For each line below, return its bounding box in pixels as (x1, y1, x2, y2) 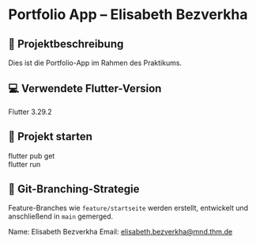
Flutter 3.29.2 (8, 107, 53, 116)
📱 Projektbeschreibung (8, 37, 124, 51)
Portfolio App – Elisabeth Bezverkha (8, 6, 248, 24)
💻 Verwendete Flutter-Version (8, 82, 162, 96)
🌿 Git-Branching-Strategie (8, 182, 140, 196)
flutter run (8, 159, 41, 169)
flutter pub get (8, 151, 55, 160)
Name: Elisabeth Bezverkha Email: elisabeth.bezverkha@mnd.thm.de (8, 227, 233, 237)
